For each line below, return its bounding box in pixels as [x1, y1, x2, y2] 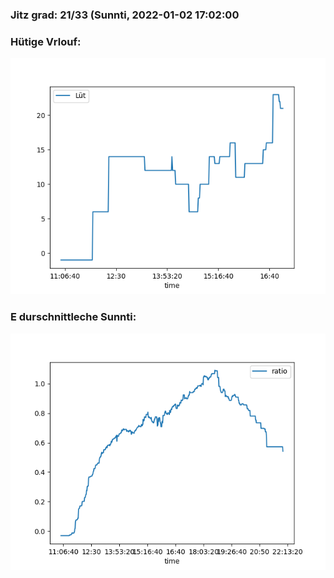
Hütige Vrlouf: [10, 34, 82, 48]
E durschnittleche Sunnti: [10, 310, 137, 324]
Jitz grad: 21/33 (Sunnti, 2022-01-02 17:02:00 [10, 8, 240, 22]
